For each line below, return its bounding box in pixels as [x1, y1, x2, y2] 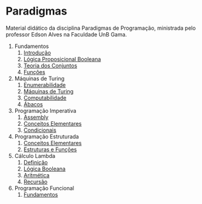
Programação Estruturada [14, 132, 79, 140]
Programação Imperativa [14, 107, 76, 114]
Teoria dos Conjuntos [23, 62, 78, 69]
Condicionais [23, 126, 57, 134]
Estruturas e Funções [23, 146, 77, 153]
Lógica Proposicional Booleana [23, 55, 101, 63]
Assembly [23, 114, 49, 121]
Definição [23, 158, 48, 166]
